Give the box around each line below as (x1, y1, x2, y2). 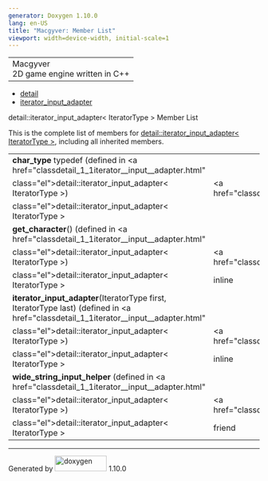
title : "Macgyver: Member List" (8, 26, 116, 34)
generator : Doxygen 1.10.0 (8, 11, 98, 20)
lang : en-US (8, 19, 48, 27)
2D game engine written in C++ (12, 69, 130, 80)
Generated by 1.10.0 (8, 464, 127, 474)
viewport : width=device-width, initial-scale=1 (8, 34, 170, 42)
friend (213, 423, 236, 434)
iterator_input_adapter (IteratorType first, (12, 292, 167, 304)
